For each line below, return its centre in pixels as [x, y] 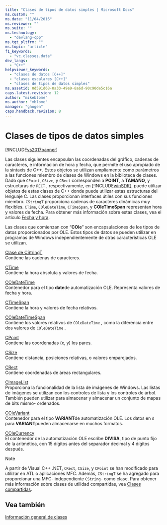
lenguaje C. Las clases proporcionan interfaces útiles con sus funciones [79, 196]
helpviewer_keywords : [28, 70]
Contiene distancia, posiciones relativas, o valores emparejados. [71, 358]
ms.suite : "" [19, 28]
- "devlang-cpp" [26, 38]
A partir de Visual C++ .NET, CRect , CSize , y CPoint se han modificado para [82, 468]
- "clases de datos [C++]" [38, 75]
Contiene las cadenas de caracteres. [43, 258]
